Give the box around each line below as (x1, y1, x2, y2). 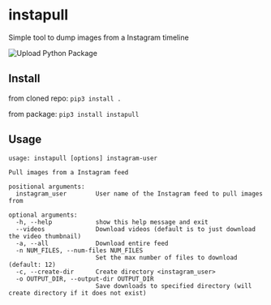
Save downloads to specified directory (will (95, 281, 252, 290)
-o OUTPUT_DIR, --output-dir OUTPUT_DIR (15, 274, 154, 283)
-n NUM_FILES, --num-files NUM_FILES (15, 246, 144, 255)
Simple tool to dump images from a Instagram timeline (8, 32, 189, 42)
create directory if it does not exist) (8, 289, 148, 297)
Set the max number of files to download (95, 253, 238, 261)
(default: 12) (8, 260, 57, 268)
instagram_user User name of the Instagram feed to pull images (15, 189, 264, 198)
